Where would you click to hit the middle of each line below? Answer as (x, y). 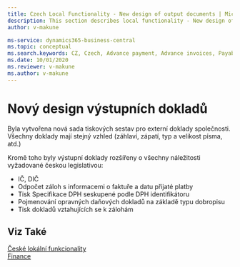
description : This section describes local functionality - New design (116, 21)
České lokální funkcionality (47, 249)
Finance (19, 256)
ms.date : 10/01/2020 (38, 60)
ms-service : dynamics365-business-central (71, 40)
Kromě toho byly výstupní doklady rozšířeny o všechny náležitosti (104, 157)
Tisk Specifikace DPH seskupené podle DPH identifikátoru (104, 194)
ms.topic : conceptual (40, 47)
